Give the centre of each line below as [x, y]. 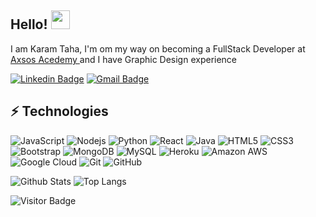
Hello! [29, 24]
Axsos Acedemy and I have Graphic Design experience [124, 59]
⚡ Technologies [59, 111]
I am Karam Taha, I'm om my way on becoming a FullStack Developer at [158, 48]
